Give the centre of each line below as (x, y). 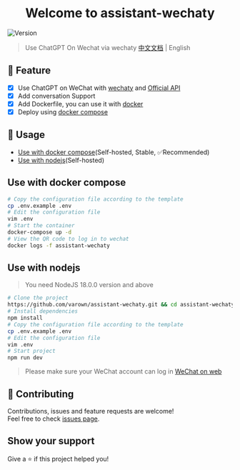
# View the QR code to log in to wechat (69, 239)
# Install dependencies (43, 311)
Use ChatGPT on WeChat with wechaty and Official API (99, 88)
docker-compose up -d (40, 232)
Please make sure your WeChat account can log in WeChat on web (123, 371)
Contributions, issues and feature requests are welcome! (91, 411)
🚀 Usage (26, 135)
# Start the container (41, 226)
